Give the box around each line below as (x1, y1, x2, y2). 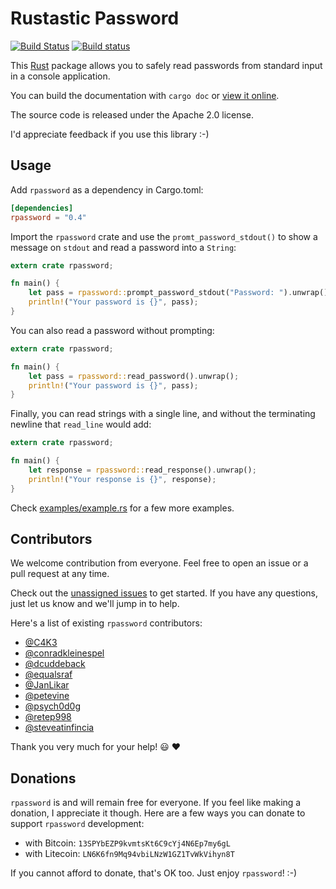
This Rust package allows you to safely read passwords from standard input (10, 59, 323, 71)
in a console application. (10, 70, 111, 82)
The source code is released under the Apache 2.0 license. (10, 108, 255, 121)
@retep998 (24, 711, 72, 723)
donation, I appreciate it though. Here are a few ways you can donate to (10, 807, 306, 819)
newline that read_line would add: (10, 418, 152, 431)
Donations (10, 770, 77, 787)
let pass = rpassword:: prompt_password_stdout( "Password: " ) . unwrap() (28, 288, 329, 298)
